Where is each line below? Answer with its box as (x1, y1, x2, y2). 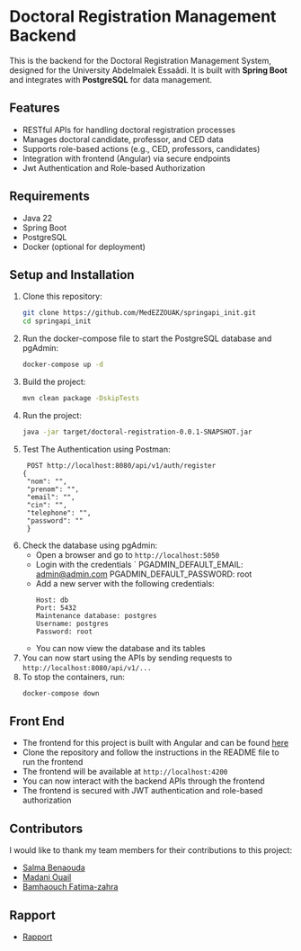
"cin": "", (26, 500, 67, 509)
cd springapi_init (22, 317, 92, 326)
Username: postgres (35, 619, 110, 628)
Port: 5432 (35, 603, 77, 613)
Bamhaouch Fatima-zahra (22, 882, 119, 893)
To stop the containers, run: (22, 671, 126, 682)
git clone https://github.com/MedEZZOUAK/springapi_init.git (22, 309, 257, 318)
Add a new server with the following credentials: (35, 578, 215, 588)
